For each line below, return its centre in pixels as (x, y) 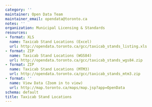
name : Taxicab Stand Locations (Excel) (51, 42)
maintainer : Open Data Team (34, 14)
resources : (16, 33)
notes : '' (15, 23)
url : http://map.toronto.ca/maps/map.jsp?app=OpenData (67, 88)
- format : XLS (20, 37)
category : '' (19, 10)
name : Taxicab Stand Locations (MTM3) (50, 70)
